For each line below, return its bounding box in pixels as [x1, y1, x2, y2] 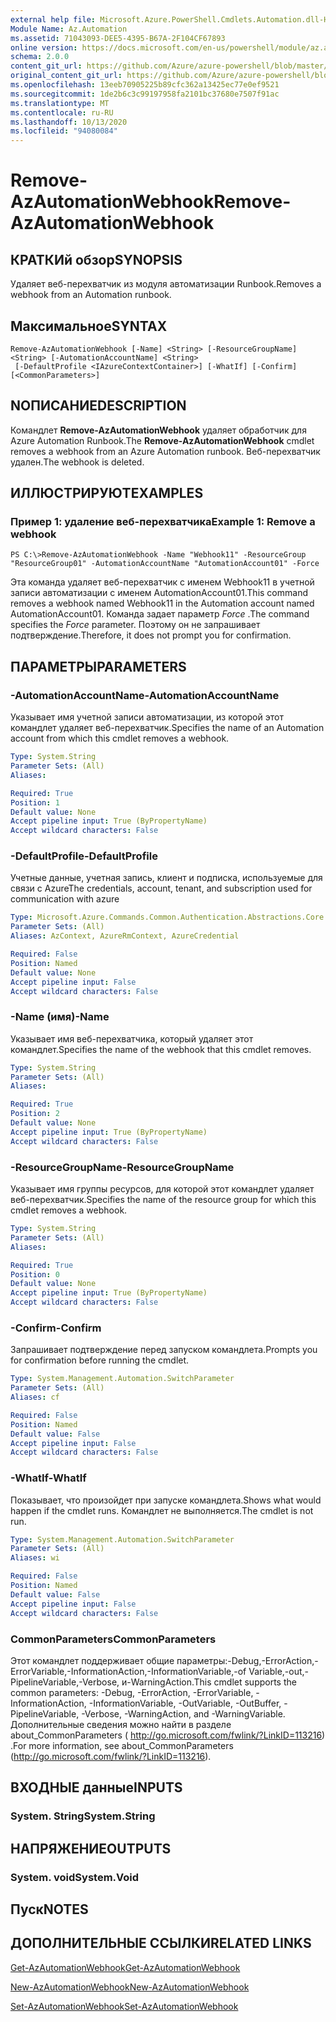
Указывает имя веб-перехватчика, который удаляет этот [10, 1032, 254, 1045]
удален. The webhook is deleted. [10, 456, 145, 468]
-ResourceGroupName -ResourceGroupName [10, 1160, 235, 1174]
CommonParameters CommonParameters [10, 1632, 217, 1646]
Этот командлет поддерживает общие [10, 1654, 175, 1666]
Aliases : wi [10, 1553, 60, 1563]
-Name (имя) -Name [10, 1010, 110, 1024]
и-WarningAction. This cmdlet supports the [121, 1676, 297, 1688]
